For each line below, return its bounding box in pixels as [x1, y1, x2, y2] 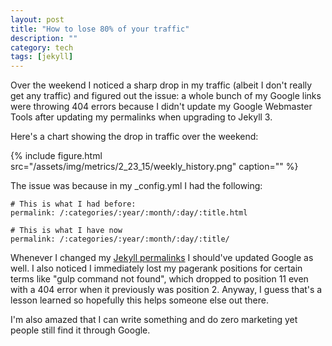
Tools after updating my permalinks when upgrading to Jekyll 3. [10, 111, 273, 123]
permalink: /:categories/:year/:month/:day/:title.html [10, 208, 248, 218]
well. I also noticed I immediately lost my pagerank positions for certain [10, 262, 303, 275]
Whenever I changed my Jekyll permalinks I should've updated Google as [10, 252, 314, 264]
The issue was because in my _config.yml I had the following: [10, 180, 263, 192]
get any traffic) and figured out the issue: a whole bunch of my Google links [10, 90, 322, 102]
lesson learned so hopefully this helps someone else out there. [10, 294, 269, 306]
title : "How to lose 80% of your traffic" [10, 24, 190, 34]
